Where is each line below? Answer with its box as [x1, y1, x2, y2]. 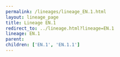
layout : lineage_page [5, 14, 59, 20]
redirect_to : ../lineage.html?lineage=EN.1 [5, 25, 115, 31]
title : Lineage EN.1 [5, 20, 57, 26]
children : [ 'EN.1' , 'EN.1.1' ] [5, 42, 80, 48]
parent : [5, 36, 25, 42]
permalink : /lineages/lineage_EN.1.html [5, 8, 107, 15]
